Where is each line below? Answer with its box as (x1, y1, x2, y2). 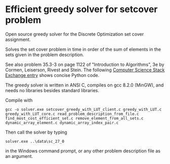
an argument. (5, 153, 33, 159)
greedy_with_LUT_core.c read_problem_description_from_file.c (5, 111, 139, 116)
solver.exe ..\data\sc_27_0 (5, 139, 65, 144)
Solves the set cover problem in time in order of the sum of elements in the (5, 46, 161, 52)
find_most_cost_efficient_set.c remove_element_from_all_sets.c (5, 115, 144, 121)
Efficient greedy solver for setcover (5, 4, 158, 15)
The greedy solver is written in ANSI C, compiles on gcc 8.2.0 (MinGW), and (5, 82, 164, 88)
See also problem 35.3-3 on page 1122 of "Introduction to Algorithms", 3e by (5, 61, 164, 67)
